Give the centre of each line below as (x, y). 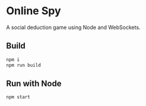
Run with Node (34, 83)
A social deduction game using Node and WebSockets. (73, 27)
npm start (18, 97)
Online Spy (34, 11)
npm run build (24, 65)
